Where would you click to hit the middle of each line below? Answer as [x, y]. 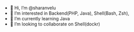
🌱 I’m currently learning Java [40, 19]
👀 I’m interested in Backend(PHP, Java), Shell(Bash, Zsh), [70, 13]
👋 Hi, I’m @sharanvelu [33, 8]
